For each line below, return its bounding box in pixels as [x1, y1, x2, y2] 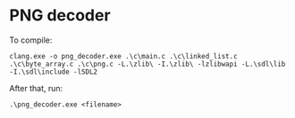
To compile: [9, 35, 53, 45]
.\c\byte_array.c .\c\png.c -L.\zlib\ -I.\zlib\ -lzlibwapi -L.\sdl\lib [9, 59, 286, 68]
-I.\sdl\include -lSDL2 [9, 67, 98, 76]
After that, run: [9, 83, 63, 93]
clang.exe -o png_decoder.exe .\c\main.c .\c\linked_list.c [9, 51, 239, 60]
